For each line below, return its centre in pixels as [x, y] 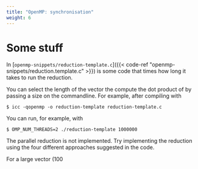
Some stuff [35, 48]
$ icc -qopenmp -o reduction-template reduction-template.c [84, 107]
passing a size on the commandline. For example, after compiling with [94, 96]
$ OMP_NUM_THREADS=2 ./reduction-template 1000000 [72, 130]
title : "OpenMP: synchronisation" [50, 12]
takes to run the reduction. [40, 77]
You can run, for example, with [45, 118]
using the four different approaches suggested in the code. [80, 148]
